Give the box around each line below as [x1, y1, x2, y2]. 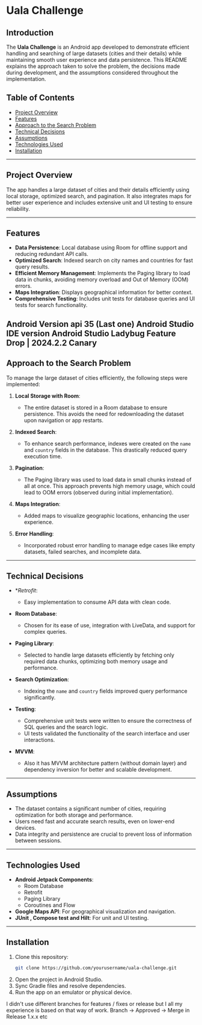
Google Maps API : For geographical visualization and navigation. [14, 908, 176, 915]
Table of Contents [6, 93, 75, 103]
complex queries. [23, 628, 67, 636]
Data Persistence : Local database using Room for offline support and [14, 244, 188, 251]
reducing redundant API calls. [14, 251, 89, 258]
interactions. [23, 737, 55, 744]
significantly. [23, 694, 56, 701]
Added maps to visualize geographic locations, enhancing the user [23, 512, 189, 519]
